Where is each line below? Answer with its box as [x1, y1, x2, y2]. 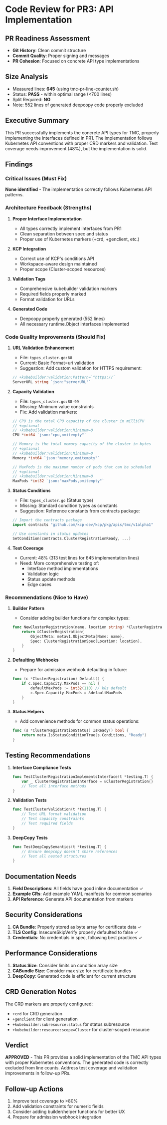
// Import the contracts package [12, 517, 82, 523]
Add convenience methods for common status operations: [19, 718, 140, 724]
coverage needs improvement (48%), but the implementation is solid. [5, 145, 148, 151]
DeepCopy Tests [12, 834, 48, 840]
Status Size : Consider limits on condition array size [12, 962, 118, 968]
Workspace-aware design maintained [19, 260, 97, 266]
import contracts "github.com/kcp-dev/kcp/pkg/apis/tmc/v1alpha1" [12, 522, 154, 527]
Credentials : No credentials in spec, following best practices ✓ [12, 934, 143, 940]
